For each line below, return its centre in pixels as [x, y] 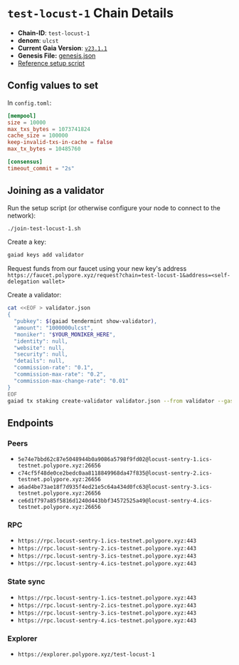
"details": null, [39, 361]
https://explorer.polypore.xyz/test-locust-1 [86, 655]
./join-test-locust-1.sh [44, 228]
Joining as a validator [56, 191]
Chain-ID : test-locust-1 [54, 33]
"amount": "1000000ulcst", [54, 328]
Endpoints [31, 423]
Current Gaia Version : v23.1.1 [63, 48]
